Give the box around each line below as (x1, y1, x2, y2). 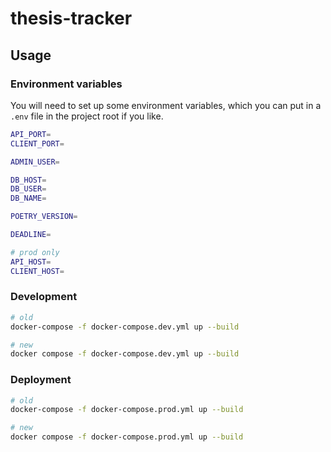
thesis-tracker (10, 7, 133, 30)
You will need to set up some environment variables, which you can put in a (10, 99, 322, 111)
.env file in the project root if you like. (10, 110, 164, 122)
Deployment (10, 373, 72, 387)
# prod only (10, 247, 60, 257)
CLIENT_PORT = (10, 138, 65, 149)
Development (10, 290, 78, 304)
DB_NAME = (10, 193, 47, 204)
